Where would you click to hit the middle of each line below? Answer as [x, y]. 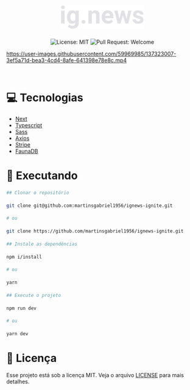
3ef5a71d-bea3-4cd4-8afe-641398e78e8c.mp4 [67, 60]
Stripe [23, 144]
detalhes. [18, 381]
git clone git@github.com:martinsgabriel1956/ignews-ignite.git [90, 206]
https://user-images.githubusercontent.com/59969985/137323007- [91, 54]
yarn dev [17, 334]
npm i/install [24, 257]
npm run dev [21, 308]
